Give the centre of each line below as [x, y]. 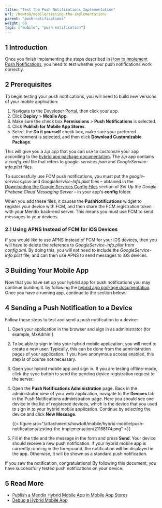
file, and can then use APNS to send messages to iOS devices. [86, 255]
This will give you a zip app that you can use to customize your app [72, 151]
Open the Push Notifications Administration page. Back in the [74, 388]
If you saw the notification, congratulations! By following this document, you [81, 463]
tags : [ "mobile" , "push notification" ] [45, 28]
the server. [23, 379]
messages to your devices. [32, 216]
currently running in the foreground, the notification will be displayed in [83, 448]
